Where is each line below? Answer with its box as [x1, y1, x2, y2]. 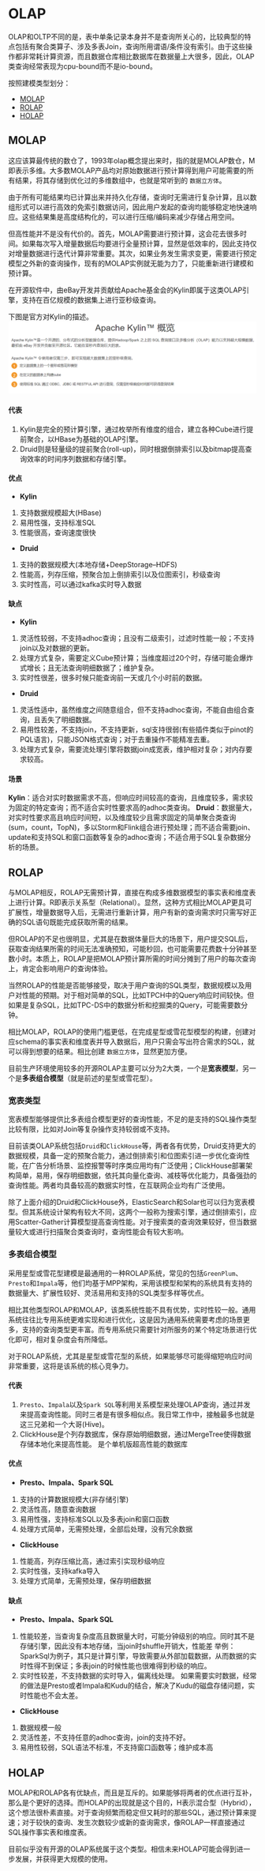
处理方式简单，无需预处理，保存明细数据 [19, 1576, 151, 1586]
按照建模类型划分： [8, 78, 71, 88]
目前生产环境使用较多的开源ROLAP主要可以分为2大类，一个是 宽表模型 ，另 [8, 1063, 250, 1073]
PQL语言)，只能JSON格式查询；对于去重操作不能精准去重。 [19, 735, 215, 744]
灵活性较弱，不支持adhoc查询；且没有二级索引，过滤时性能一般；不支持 [19, 634, 255, 643]
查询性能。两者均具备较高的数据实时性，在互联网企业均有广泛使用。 [8, 1180, 230, 1190]
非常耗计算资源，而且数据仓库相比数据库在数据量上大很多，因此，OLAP [21, 51, 255, 61]
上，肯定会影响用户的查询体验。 [8, 964, 112, 973]
